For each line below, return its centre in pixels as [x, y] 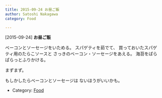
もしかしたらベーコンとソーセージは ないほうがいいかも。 [64, 80]
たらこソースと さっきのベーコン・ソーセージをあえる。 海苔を [85, 54]
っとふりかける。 [31, 60]
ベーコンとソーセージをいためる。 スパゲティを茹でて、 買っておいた [75, 48]
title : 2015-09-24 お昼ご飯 [32, 10]
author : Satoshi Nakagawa [31, 14]
